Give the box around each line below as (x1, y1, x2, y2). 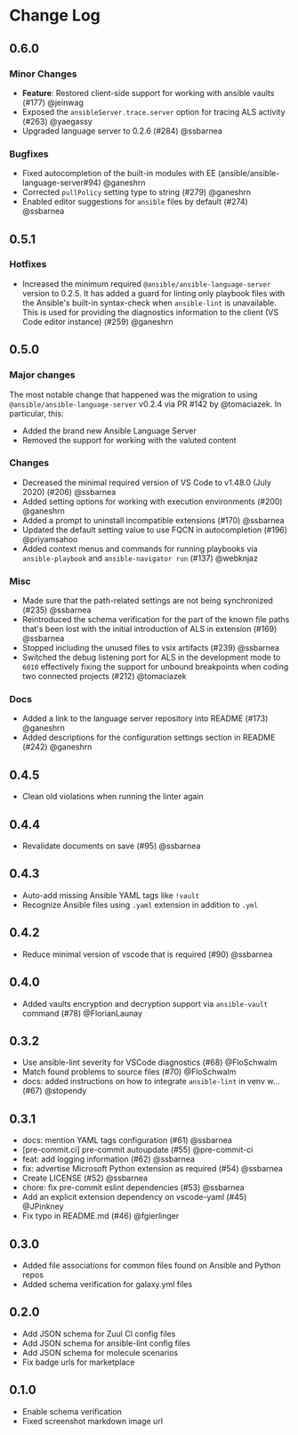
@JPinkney (21, 1201, 64, 1212)
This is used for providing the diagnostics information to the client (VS (21, 306, 278, 317)
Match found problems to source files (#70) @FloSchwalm (21, 1066, 237, 1077)
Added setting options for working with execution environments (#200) (21, 496, 283, 507)
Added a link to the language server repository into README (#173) (21, 713, 269, 724)
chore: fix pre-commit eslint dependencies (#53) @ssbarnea (21, 1182, 245, 1193)
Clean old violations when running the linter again (21, 791, 205, 802)
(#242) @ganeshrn (21, 742, 93, 752)
